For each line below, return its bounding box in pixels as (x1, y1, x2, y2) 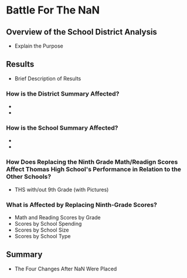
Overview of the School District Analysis (6, 27, 157, 37)
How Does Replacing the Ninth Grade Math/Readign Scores (6, 158, 178, 166)
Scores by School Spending (14, 221, 82, 227)
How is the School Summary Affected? (6, 124, 118, 132)
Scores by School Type (14, 233, 71, 239)
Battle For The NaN (6, 4, 100, 17)
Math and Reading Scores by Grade (14, 214, 101, 221)
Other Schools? (6, 172, 52, 181)
